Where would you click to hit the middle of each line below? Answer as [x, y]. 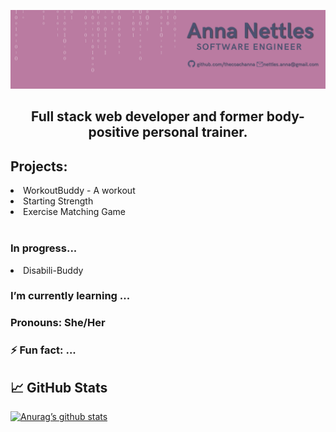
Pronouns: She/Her [58, 323]
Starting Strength [58, 201]
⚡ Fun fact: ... [43, 350]
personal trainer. [195, 132]
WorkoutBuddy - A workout [79, 191]
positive [114, 132]
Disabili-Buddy [53, 270]
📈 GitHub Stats [59, 387]
